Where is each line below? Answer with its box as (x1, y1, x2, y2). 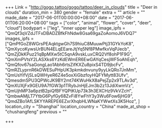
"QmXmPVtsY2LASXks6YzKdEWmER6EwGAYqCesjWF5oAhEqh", (5, 57, 138, 62)
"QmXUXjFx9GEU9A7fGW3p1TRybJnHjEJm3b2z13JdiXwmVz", (5, 83, 134, 88)
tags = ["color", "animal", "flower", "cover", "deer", (49, 20, 152, 26)
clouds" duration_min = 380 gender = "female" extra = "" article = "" (5, 9, 145, 15)
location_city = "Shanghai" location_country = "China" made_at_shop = (5, 103, 151, 109)
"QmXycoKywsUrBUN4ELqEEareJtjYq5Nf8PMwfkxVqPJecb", (5, 46, 130, 52)
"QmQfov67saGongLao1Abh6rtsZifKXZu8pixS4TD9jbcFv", (5, 62, 124, 67)
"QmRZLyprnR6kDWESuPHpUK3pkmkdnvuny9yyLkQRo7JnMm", (5, 67, 137, 73)
